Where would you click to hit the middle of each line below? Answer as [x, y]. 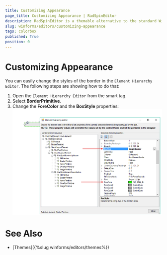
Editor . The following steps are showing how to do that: [62, 86]
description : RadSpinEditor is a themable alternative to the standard [81, 21]
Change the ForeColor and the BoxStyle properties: [66, 106]
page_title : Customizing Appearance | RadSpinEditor [61, 16]
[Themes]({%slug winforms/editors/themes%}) [61, 247]
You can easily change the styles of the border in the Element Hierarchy [79, 81]
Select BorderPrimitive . [37, 101]
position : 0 [17, 42]
